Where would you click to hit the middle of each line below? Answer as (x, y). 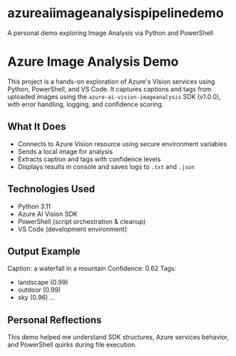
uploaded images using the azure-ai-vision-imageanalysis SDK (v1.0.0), (114, 96)
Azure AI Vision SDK (47, 214)
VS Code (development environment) (72, 229)
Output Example (44, 251)
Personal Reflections (55, 320)
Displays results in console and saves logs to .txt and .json (106, 166)
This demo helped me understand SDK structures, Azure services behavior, (118, 337)
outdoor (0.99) (39, 290)
